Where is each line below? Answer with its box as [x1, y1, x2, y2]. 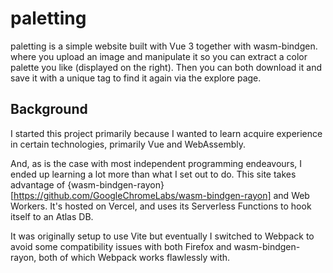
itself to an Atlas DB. [10, 210, 94, 222]
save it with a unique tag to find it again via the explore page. [10, 72, 262, 84]
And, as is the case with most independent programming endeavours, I [10, 157, 303, 169]
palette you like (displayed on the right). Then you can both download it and [10, 61, 322, 73]
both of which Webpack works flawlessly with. [38, 251, 231, 263]
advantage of [10, 178, 66, 191]
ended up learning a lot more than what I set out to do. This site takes [10, 168, 297, 180]
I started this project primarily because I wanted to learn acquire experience [10, 127, 323, 139]
